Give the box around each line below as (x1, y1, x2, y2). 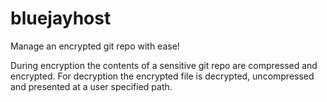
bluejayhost (10, 7, 112, 30)
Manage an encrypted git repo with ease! (10, 40, 180, 52)
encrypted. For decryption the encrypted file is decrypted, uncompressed (10, 70, 315, 82)
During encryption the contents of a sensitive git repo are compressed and (10, 59, 318, 71)
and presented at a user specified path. (10, 80, 173, 92)
